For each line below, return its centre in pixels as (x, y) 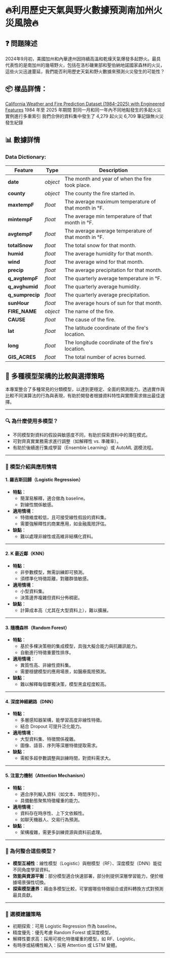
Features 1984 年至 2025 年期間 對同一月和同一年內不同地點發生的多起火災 (83, 110)
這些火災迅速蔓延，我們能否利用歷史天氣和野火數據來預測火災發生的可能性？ (85, 71)
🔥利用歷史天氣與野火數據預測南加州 (79, 10)
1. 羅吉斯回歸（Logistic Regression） (44, 480)
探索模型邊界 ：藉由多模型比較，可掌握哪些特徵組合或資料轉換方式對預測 (88, 888)
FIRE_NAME (22, 311)
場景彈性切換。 (33, 882)
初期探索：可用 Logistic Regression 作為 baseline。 (66, 926)
